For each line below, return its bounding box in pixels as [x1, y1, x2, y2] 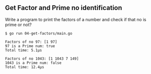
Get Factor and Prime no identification [5, 4, 122, 12]
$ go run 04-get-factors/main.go [5, 31, 73, 36]
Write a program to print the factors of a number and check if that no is [5, 16, 147, 22]
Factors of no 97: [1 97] [5, 39, 57, 44]
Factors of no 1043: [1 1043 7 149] [5, 56, 79, 61]
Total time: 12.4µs [5, 64, 45, 69]
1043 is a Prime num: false [5, 60, 62, 65]
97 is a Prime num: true [5, 43, 55, 49]
